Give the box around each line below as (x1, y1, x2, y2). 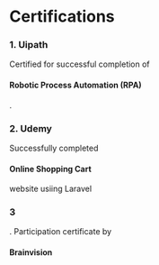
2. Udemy (9, 122, 52, 134)
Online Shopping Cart (9, 163, 92, 174)
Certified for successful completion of (9, 59, 150, 69)
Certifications (9, 6, 115, 27)
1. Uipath (9, 39, 49, 51)
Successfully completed (9, 142, 99, 153)
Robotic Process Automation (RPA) (9, 79, 142, 91)
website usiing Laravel (9, 183, 93, 195)
